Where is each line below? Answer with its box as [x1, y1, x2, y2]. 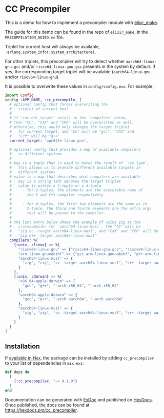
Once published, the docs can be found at [5, 402, 90, 408]
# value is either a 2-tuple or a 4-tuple [9, 183, 102, 188]
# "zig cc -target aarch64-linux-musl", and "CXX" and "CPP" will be [9, 229, 159, 234]
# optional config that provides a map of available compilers [9, 147, 141, 152]
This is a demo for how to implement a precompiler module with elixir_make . [5, 20, 159, 25]
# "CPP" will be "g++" [9, 133, 60, 139]
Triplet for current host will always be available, [5, 43, 100, 49]
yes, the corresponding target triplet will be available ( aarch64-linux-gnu [5, 68, 151, 74]
